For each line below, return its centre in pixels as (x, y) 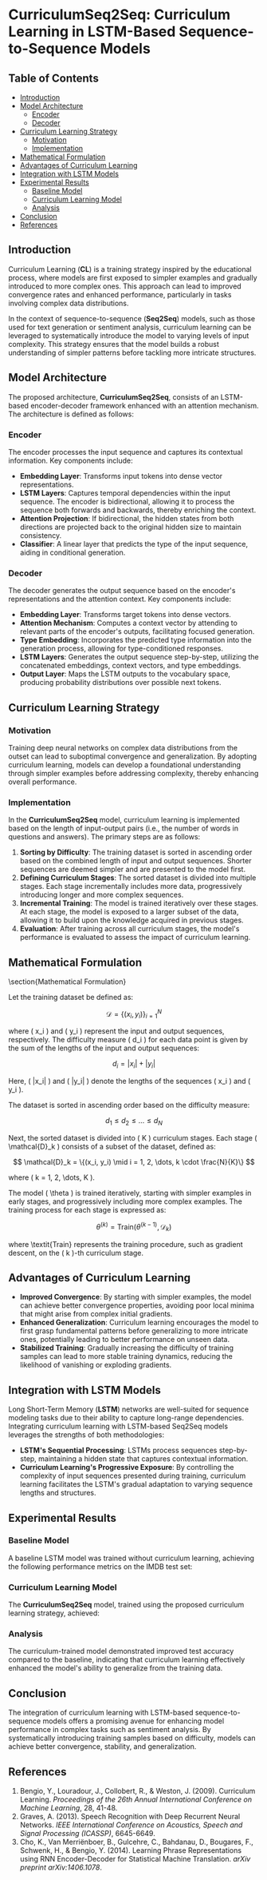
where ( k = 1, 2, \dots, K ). (52, 1177)
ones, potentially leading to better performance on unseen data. (124, 1340)
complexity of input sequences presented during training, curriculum (133, 1476)
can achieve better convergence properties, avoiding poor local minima (137, 1305)
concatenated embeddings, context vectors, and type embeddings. (130, 666)
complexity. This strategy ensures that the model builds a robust (114, 344)
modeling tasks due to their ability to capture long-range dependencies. (126, 1418)
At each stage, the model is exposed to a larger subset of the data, (129, 912)
